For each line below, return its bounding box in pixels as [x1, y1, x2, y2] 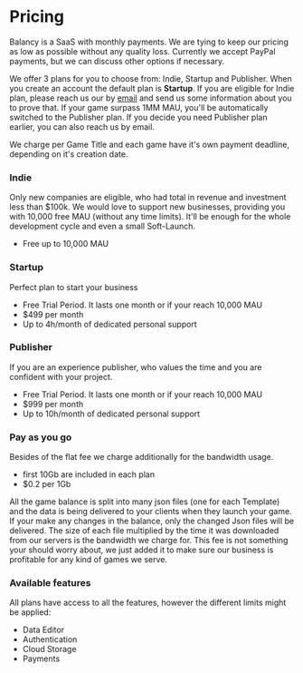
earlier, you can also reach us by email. [9, 121, 156, 132]
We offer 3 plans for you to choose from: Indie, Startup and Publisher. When [9, 73, 292, 83]
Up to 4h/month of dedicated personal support [22, 318, 197, 329]
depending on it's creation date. [9, 148, 128, 160]
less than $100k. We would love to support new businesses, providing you [9, 201, 286, 212]
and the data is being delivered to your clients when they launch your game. [9, 506, 292, 517]
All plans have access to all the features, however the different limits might [9, 597, 287, 609]
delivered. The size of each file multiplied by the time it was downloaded [9, 525, 279, 536]
